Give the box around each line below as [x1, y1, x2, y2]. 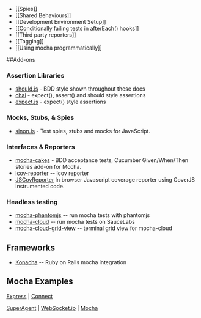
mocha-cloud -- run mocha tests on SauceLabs [15, 218, 136, 226]
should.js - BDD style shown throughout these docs [15, 85, 145, 92]
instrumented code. [15, 182, 65, 190]
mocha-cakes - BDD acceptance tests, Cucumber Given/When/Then [15, 156, 189, 164]
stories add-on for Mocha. [15, 163, 81, 170]
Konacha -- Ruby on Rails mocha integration [15, 259, 127, 265]
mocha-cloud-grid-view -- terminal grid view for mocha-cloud [15, 224, 172, 232]
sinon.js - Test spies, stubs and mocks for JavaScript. [15, 127, 151, 135]
